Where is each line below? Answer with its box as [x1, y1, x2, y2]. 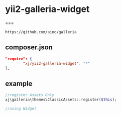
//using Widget [5, 106, 37, 111]
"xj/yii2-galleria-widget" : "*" [23, 61, 91, 66]
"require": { [5, 56, 32, 61]
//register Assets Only [5, 93, 55, 98]
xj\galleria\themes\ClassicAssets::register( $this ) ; [5, 97, 117, 103]
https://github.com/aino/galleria [5, 29, 77, 34]
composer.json [5, 43, 53, 52]
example [5, 79, 33, 88]
